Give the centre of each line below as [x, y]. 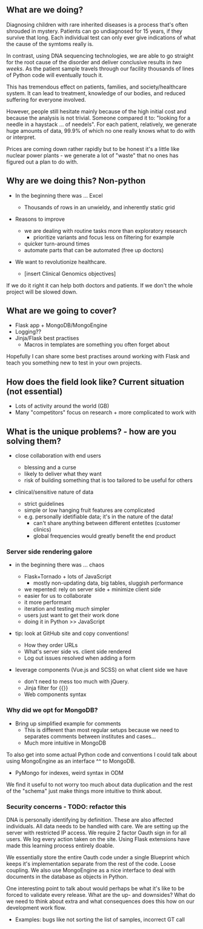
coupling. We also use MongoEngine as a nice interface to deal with [91, 870]
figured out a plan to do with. [42, 162]
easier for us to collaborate [58, 596]
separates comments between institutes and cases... [90, 736]
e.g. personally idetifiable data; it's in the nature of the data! [99, 517]
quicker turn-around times [57, 243]
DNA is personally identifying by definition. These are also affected [90, 820]
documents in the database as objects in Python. [67, 876]
